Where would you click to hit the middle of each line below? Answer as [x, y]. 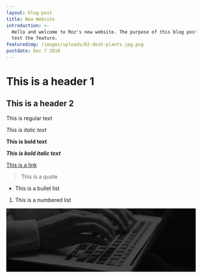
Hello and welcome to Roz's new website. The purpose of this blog [98, 32]
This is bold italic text [34, 153]
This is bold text [26, 141]
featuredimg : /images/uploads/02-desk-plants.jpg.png [75, 45]
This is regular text [29, 118]
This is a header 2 [40, 103]
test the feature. [35, 38]
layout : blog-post [29, 13]
